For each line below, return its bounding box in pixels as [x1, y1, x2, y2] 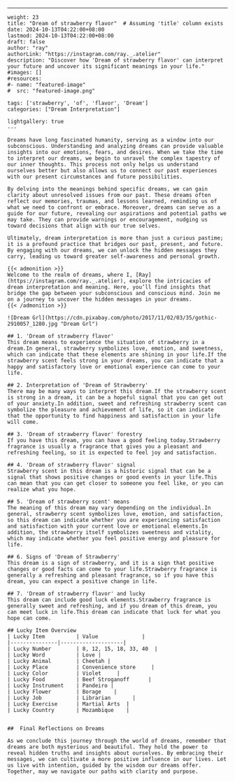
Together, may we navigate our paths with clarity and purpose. [7, 768, 199, 775]
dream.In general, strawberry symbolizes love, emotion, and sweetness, [7, 345, 224, 352]
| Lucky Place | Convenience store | [7, 664, 155, 671]
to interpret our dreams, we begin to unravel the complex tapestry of [7, 155, 220, 162]
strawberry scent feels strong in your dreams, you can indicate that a [7, 357, 224, 364]
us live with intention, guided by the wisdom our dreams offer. [7, 762, 201, 769]
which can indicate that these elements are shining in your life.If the [7, 351, 227, 358]
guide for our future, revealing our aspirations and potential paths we [7, 210, 227, 217]
